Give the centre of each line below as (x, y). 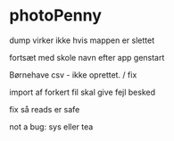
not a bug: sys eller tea (51, 127)
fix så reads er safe (45, 109)
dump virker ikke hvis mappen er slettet (82, 40)
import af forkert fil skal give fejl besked (83, 92)
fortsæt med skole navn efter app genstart (87, 57)
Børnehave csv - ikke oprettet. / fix (73, 75)
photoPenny (56, 16)
